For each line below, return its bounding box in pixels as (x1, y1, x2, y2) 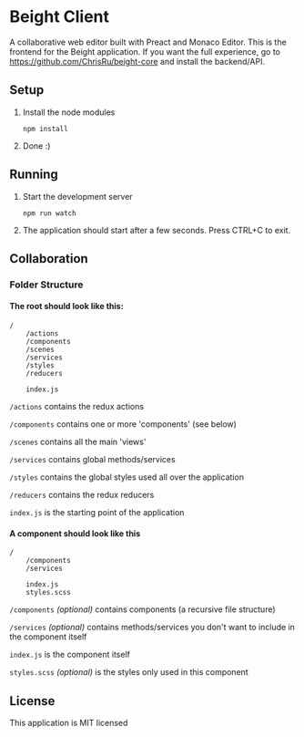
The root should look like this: (9, 301, 125, 312)
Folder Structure (9, 278, 84, 291)
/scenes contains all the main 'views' (9, 436, 147, 448)
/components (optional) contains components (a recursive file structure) (9, 604, 276, 615)
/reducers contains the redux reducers (9, 490, 155, 501)
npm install (22, 124, 68, 133)
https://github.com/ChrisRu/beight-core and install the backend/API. (9, 56, 266, 67)
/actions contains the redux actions (9, 401, 144, 412)
